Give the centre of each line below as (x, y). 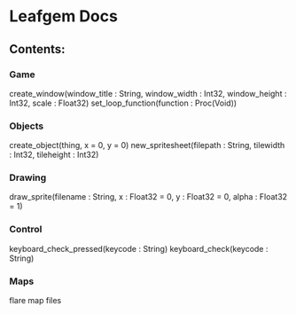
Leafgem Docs (63, 16)
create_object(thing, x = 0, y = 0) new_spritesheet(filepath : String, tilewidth (147, 145)
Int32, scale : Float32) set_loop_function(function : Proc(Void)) (123, 103)
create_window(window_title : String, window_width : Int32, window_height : (148, 93)
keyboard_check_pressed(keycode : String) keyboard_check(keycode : (139, 248)
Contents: (37, 49)
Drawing (28, 177)
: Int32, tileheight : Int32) (54, 155)
